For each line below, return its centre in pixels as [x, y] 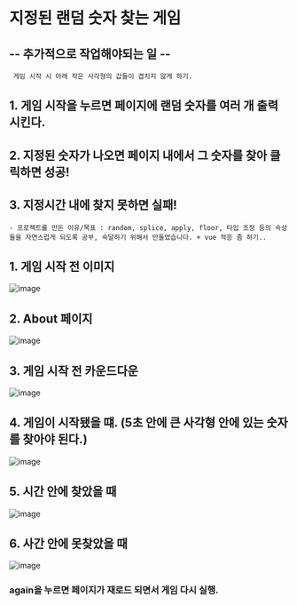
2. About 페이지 [51, 318]
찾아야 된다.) [55, 439]
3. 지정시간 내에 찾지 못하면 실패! [93, 205]
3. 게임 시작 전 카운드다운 [74, 371]
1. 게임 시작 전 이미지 [62, 266]
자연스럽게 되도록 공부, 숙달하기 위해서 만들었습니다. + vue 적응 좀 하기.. [146, 237]
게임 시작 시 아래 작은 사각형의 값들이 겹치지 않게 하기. [103, 76]
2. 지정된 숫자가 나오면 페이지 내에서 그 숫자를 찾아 [138, 155]
